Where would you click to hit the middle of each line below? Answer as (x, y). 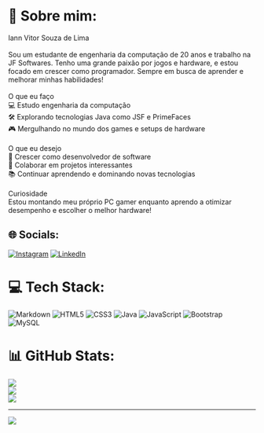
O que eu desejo (35, 148)
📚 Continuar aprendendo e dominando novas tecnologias (102, 174)
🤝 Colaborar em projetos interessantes (70, 165)
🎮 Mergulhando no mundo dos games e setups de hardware (107, 128)
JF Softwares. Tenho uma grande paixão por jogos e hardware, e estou (123, 63)
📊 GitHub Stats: (62, 356)
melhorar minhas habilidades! (56, 79)
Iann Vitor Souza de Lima (49, 38)
